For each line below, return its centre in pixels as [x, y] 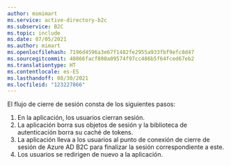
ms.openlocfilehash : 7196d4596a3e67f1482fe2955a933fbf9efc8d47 [101, 53]
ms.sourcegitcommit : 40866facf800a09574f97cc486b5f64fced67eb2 [101, 59]
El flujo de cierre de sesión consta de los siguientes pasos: [91, 104]
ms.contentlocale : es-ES [43, 71]
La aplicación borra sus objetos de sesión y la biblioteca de [102, 125]
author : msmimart [32, 14]
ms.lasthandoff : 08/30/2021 [48, 78]
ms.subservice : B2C [35, 26]
